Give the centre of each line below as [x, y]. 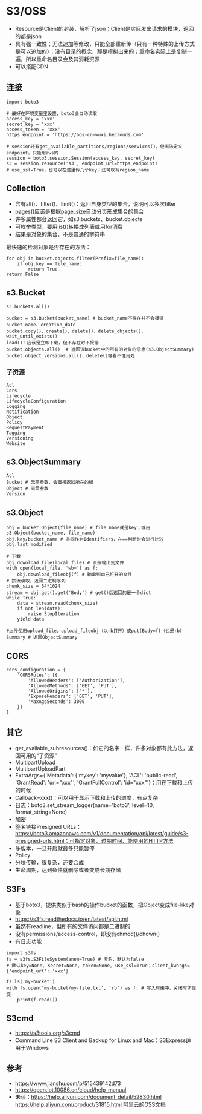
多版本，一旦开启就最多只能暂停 [55, 848]
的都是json [28, 36]
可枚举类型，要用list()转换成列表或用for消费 [69, 226]
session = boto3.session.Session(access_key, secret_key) [80, 158]
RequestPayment [25, 427]
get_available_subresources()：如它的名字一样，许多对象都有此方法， [102, 748]
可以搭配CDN [31, 66]
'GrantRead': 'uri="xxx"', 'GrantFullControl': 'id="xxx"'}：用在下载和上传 [104, 782]
